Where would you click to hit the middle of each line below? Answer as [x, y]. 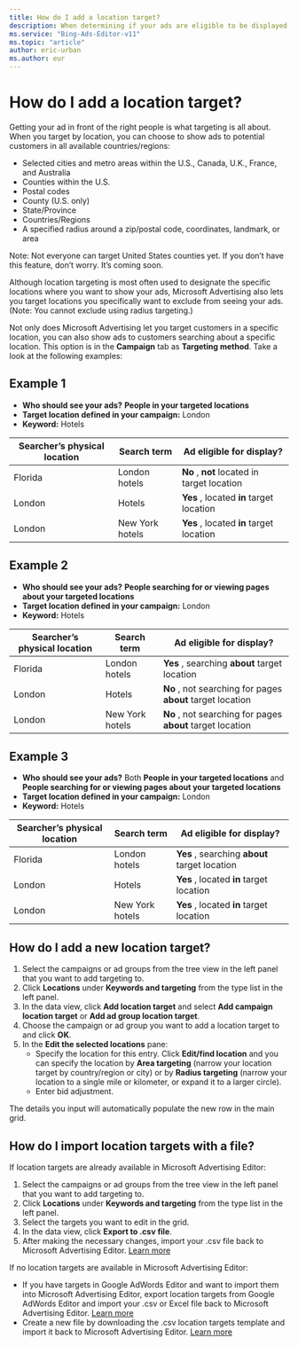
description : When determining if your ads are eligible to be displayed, [150, 26]
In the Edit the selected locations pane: [95, 1045]
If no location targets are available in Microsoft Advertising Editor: [129, 1268]
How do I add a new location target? [110, 947]
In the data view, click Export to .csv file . [97, 1232]
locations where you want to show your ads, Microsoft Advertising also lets [146, 291]
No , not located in [220, 472]
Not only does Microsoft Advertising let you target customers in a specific [144, 327]
